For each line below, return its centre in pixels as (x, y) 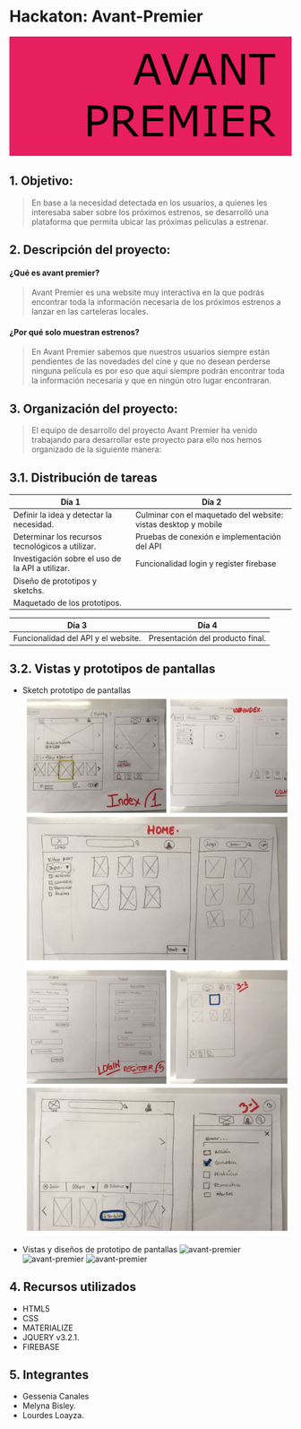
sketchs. (29, 590)
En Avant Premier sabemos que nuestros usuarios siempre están (150, 352)
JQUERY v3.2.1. (51, 1337)
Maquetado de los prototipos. (68, 602)
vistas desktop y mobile (179, 524)
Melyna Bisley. (49, 1406)
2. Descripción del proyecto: (90, 250)
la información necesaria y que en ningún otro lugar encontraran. (151, 381)
